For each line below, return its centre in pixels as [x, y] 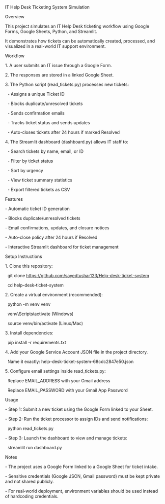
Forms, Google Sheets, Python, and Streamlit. [51, 31]
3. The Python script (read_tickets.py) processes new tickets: [67, 84]
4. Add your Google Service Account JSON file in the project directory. [77, 352]
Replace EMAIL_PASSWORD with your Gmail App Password [68, 390]
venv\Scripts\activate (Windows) [40, 314]
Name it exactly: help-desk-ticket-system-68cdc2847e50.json [70, 361]
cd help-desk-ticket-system [35, 285]
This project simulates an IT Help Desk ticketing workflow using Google [77, 26]
